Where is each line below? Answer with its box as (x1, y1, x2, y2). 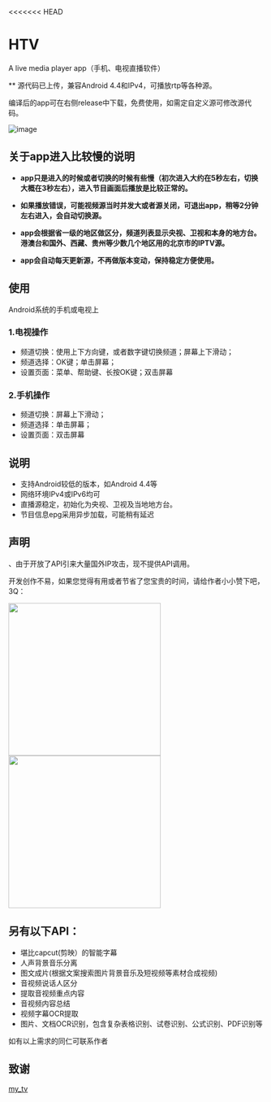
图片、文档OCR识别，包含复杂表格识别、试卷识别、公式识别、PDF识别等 (19, 1018, 264, 1028)
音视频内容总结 (19, 998, 71, 1008)
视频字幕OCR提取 (19, 1008, 79, 1018)
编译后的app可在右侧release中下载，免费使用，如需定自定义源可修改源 (8, 98, 245, 107)
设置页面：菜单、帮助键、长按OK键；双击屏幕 (19, 367, 173, 377)
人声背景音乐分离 (19, 957, 78, 967)
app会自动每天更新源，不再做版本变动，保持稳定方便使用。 (19, 255, 219, 265)
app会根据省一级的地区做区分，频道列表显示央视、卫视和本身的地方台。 (19, 228, 261, 237)
